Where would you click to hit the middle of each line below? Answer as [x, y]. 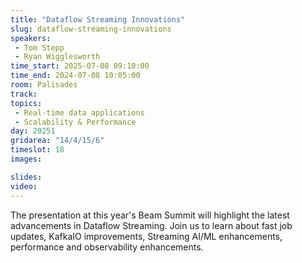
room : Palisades [44, 85]
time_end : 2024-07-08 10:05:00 [75, 76]
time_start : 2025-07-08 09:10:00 [80, 66]
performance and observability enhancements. [107, 247]
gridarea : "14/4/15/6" [57, 141]
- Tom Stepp [39, 47]
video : [24, 186]
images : [26, 159]
